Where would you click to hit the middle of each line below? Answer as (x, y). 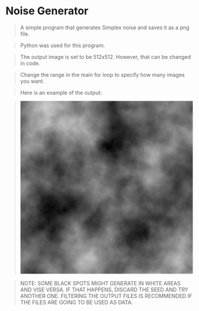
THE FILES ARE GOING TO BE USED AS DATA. (76, 303)
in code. (30, 63)
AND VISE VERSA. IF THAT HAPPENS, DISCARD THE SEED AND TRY (104, 290)
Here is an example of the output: (61, 92)
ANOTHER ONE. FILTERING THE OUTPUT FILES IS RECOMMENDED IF (106, 296)
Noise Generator (47, 11)
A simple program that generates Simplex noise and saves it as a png (105, 27)
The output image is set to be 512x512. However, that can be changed (105, 57)
